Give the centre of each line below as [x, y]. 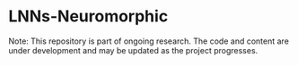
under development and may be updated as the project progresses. [133, 50]
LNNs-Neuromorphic [88, 16]
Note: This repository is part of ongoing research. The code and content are [149, 41]
